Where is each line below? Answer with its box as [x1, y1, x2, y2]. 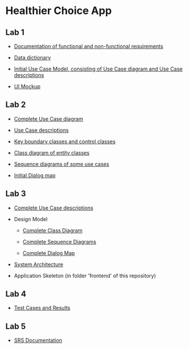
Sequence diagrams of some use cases [13, 160, 109, 167]
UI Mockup [13, 83, 41, 90]
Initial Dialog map [13, 172, 56, 179]
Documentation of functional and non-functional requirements [13, 43, 164, 50]
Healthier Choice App [5, 4, 112, 18]
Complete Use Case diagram [13, 115, 83, 122]
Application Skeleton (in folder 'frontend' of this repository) [13, 272, 156, 279]
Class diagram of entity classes [13, 149, 90, 156]
